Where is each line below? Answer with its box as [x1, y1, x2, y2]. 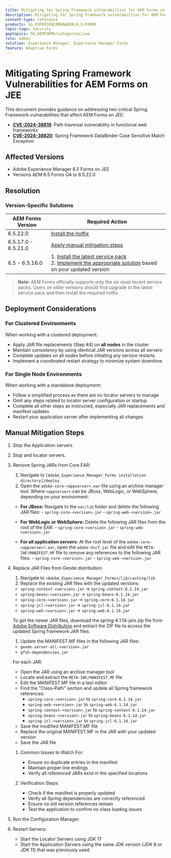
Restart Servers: [12, 826, 47, 832]
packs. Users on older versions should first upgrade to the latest [17, 284, 153, 290]
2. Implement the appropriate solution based [50, 259, 157, 266]
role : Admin [5, 36, 31, 41]
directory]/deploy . [20, 477, 61, 483]
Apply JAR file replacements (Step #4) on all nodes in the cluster [12, 341, 149, 348]
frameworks [12, 127, 38, 133]
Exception [12, 138, 34, 144]
